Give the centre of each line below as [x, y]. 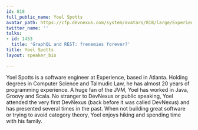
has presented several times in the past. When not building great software [96, 108]
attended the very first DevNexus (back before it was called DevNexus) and [98, 102]
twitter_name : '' [27, 28]
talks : [14, 34]
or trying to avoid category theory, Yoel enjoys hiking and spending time [94, 115]
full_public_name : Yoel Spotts [44, 17]
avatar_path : [22, 22]
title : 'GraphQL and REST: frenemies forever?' [71, 45]
